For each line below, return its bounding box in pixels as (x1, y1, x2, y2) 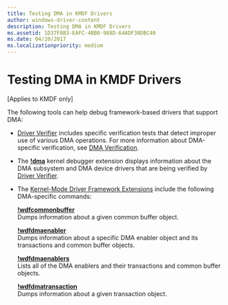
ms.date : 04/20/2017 (7, 36, 67, 43)
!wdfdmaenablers (17, 254, 70, 262)
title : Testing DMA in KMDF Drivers (7, 10, 113, 17)
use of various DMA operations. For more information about (17, 136, 187, 144)
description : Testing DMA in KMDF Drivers (7, 23, 131, 30)
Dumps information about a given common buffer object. (17, 213, 180, 221)
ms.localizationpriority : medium (7, 42, 104, 49)
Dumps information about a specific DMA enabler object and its (17, 233, 198, 242)
